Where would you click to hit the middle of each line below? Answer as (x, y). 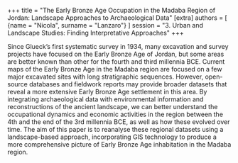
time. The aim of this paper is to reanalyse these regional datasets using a (115, 129)
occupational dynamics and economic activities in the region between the (115, 114)
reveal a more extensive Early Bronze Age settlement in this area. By (107, 92)
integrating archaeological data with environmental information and (106, 99)
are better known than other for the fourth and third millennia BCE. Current (116, 62)
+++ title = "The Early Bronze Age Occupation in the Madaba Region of (112, 10)
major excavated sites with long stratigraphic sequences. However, (106, 77)
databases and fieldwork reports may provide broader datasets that (128, 84)
